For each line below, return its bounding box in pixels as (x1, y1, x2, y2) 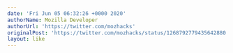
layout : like (7, 36, 45, 43)
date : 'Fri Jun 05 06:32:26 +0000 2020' (7, 10, 127, 17)
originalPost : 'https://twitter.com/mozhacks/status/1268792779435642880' (7, 29, 230, 36)
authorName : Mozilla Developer (7, 17, 98, 23)
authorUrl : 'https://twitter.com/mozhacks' (7, 23, 136, 30)
